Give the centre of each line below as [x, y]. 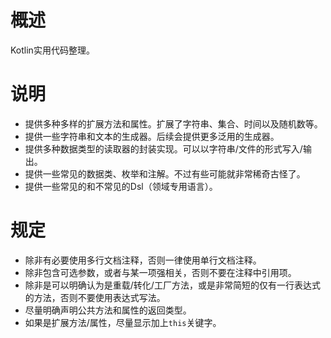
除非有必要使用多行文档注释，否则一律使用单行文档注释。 [143, 260]
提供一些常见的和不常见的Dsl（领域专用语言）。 [121, 186]
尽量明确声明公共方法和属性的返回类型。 [108, 310]
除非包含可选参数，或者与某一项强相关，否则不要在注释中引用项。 [160, 272]
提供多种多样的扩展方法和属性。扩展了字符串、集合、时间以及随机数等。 [173, 123]
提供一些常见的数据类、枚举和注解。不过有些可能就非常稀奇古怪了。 [165, 173]
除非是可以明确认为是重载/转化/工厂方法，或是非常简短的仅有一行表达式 [172, 285]
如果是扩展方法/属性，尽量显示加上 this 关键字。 [123, 322]
